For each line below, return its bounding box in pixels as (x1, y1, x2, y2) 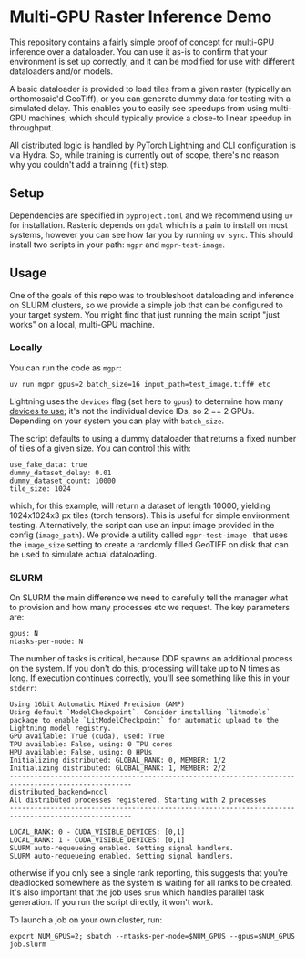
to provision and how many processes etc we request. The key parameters (9, 602, 290, 613)
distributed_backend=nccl (9, 787, 107, 797)
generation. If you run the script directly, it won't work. (9, 897, 214, 908)
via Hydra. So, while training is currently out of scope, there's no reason (9, 149, 280, 161)
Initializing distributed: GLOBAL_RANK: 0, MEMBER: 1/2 (9, 755, 226, 765)
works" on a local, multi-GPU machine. (9, 318, 155, 329)
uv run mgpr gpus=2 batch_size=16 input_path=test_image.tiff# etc (9, 380, 271, 389)
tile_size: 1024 (9, 484, 71, 494)
